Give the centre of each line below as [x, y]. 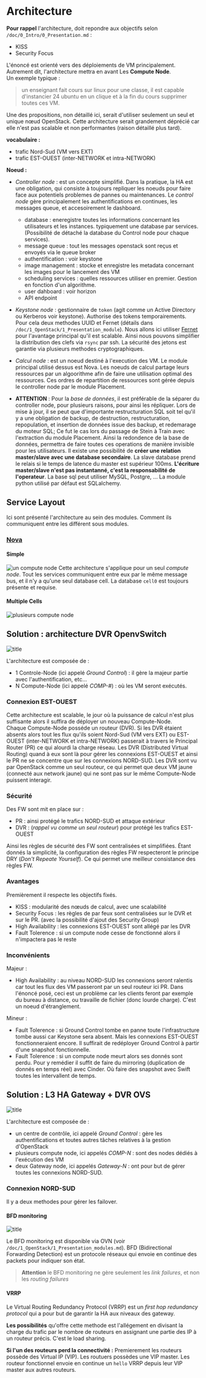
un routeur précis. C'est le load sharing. [56, 1338]
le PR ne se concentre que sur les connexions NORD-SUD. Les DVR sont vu [102, 760]
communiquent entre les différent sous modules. [68, 524]
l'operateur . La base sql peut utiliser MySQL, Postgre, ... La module [100, 477]
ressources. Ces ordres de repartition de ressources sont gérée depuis [105, 380]
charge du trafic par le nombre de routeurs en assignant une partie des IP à [101, 1331]
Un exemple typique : [33, 78]
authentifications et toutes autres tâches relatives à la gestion [93, 1140]
